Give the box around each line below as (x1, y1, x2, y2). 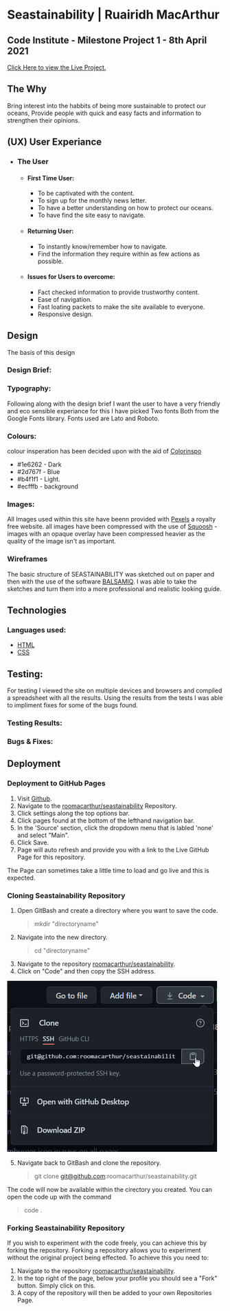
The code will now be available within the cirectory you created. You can (7, 1185, 213, 1193)
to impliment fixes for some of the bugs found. (7, 701, 139, 710)
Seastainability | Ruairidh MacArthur (7, 7, 220, 23)
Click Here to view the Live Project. (7, 63, 106, 72)
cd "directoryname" (34, 946, 91, 954)
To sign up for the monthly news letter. (37, 196, 147, 205)
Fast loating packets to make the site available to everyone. (37, 302, 205, 311)
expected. (7, 874, 36, 882)
